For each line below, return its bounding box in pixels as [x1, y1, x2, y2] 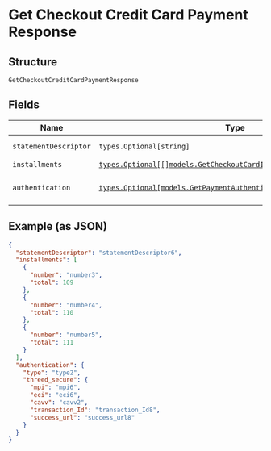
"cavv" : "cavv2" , [29, 399, 89, 407]
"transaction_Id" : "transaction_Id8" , [29, 406, 161, 414]
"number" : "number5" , [29, 331, 103, 340]
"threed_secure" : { [23, 376, 89, 384]
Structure [8, 55, 58, 69]
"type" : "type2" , [23, 369, 81, 377]
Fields [8, 98, 40, 112]
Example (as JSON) [8, 219, 107, 233]
